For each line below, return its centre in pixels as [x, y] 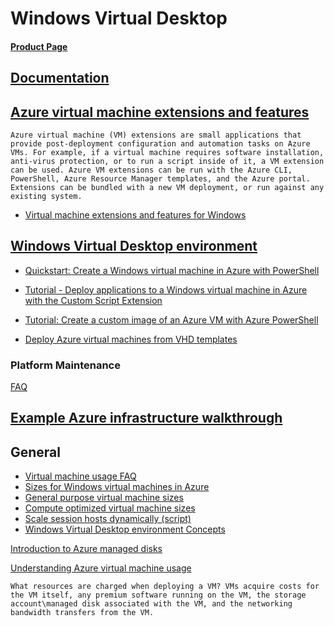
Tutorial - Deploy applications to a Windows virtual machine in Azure [166, 289]
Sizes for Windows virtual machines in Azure [117, 487]
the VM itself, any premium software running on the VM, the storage [158, 595]
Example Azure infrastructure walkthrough [146, 418]
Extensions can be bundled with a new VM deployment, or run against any [167, 187]
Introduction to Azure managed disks [86, 549]
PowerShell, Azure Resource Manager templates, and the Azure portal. [160, 178]
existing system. [46, 196]
